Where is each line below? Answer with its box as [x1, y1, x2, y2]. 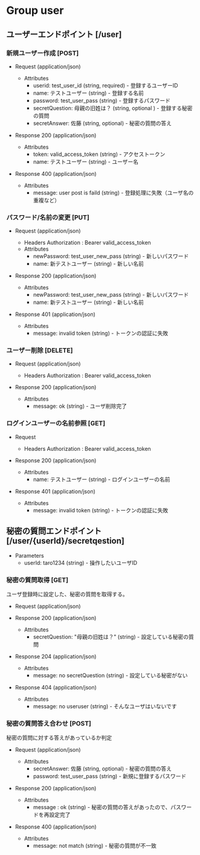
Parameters [15, 552, 44, 559]
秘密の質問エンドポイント [6, 526, 102, 537]
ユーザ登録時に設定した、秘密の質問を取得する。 [6, 590, 128, 598]
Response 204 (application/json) [15, 653, 97, 660]
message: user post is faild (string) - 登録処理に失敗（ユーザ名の [33, 189, 194, 196]
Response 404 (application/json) [15, 683, 97, 691]
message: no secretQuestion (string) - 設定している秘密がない [33, 671, 188, 679]
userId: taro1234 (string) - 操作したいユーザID [24, 559, 138, 566]
